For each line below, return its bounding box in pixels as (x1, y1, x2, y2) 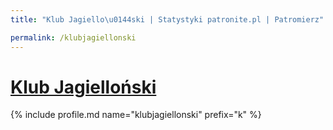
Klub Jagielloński (10, 76, 157, 98)
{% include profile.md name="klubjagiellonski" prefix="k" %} (10, 109, 262, 121)
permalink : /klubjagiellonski (10, 32, 137, 43)
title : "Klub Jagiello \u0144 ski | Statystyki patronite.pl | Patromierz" (10, 14, 325, 25)
